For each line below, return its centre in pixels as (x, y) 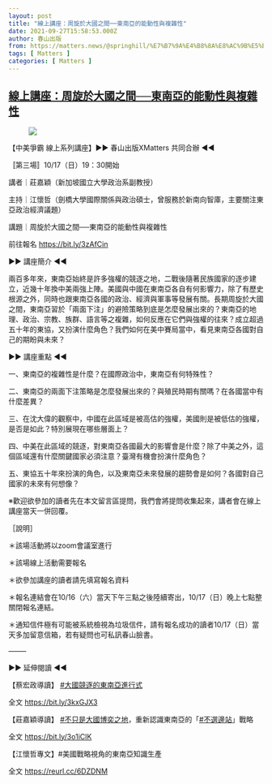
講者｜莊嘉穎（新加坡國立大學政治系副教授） (83, 182)
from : (17, 46)
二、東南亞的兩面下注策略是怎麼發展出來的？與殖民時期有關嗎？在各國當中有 (136, 391)
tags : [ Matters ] (39, 54)
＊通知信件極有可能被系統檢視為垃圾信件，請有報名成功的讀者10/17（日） (130, 624)
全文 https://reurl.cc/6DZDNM (58, 771)
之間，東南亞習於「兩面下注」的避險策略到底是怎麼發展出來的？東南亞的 (129, 308)
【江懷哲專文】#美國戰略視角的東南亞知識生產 (85, 754)
